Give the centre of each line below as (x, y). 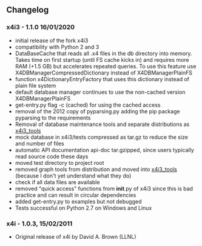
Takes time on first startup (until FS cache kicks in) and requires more (102, 59)
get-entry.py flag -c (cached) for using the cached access (88, 105)
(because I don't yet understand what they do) (73, 176)
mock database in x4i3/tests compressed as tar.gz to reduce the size (101, 137)
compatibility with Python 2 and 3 (57, 47)
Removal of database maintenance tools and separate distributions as (102, 124)
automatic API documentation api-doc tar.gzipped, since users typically (104, 150)
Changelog (28, 10)
